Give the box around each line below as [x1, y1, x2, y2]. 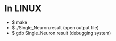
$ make [11, 19, 28, 25]
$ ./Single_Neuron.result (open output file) [11, 24, 99, 30]
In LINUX [4, 3, 42, 14]
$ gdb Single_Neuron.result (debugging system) [11, 30, 111, 36]
